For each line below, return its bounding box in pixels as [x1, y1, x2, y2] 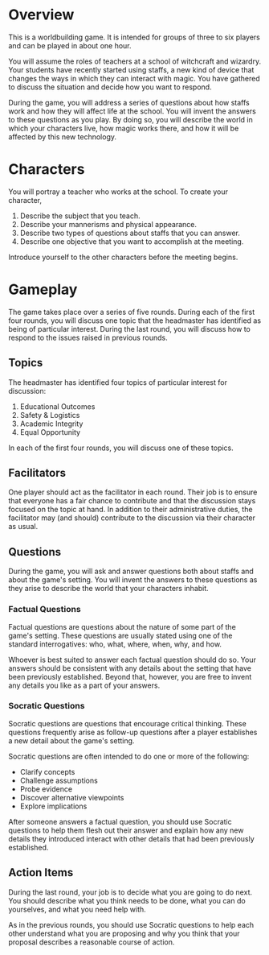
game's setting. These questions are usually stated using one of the [8, 630, 233, 640]
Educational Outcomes [19, 401, 96, 411]
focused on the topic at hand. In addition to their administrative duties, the [8, 505, 253, 515]
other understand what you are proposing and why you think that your [8, 928, 240, 938]
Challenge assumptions [19, 775, 98, 785]
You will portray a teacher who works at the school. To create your [8, 187, 229, 196]
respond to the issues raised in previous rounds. [8, 333, 168, 342]
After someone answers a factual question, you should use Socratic [8, 817, 233, 826]
